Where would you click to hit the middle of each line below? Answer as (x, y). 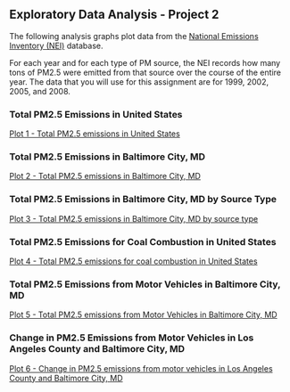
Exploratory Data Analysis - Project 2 (114, 15)
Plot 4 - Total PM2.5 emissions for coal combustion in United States (133, 261)
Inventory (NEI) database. (56, 45)
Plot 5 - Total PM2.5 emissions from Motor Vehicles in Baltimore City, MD (144, 314)
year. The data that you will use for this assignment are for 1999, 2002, (139, 82)
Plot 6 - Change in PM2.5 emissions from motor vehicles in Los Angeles (141, 368)
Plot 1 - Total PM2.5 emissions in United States (95, 134)
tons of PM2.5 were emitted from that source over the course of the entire (145, 72)
